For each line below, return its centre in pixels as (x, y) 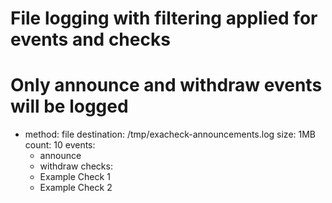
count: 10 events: (60, 145)
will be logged (69, 106)
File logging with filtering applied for (164, 18)
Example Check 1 (75, 177)
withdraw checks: (76, 166)
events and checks (90, 39)
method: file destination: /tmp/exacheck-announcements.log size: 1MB (170, 134)
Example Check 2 (76, 188)
